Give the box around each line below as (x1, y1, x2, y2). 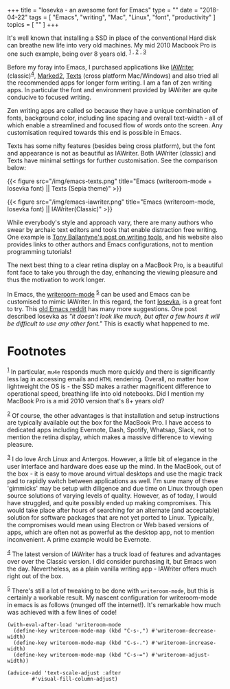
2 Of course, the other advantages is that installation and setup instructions (7, 410, 220, 419)
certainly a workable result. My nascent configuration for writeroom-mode (7, 593, 218, 602)
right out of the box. (7, 571, 64, 580)
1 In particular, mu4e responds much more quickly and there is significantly (7, 366, 215, 376)
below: (7, 164, 26, 172)
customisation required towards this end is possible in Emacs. (7, 129, 182, 137)
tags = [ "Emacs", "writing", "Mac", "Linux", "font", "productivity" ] (29, 13, 216, 21)
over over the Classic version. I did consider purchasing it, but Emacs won (7, 557, 217, 565)
